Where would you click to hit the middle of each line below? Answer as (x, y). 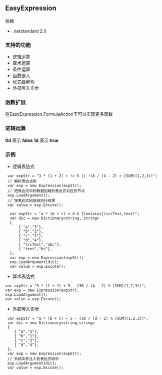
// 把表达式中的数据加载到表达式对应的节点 (46, 191)
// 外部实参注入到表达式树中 (33, 359)
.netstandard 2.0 (29, 31)
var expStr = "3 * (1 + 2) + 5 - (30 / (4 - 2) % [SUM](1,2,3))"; (76, 286)
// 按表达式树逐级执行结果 (31, 201)
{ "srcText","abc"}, (40, 245)
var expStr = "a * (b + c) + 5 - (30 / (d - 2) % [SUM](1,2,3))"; (78, 318)
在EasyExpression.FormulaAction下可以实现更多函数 (59, 114)
